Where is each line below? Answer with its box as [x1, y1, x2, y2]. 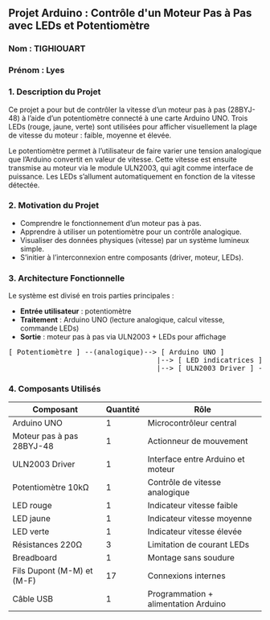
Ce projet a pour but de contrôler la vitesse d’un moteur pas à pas [8, 105, 227, 114]
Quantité [105, 404, 141, 415]
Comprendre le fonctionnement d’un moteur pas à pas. [19, 218, 202, 228]
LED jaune [12, 513, 51, 524]
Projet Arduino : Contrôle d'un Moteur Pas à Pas [8, 6, 252, 20]
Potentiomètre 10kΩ [12, 482, 90, 493]
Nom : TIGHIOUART [8, 43, 86, 55]
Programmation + [147, 589, 214, 600]
